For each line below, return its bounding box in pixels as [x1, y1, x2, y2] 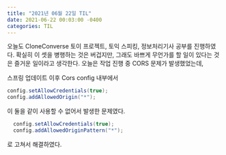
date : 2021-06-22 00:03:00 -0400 [7, 16, 102, 23]
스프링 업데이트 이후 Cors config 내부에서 [7, 74, 119, 82]
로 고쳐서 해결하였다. [7, 140, 62, 148]
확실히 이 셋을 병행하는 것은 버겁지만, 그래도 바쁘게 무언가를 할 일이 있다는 [16, 51, 213, 59]
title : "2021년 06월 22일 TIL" [7, 10, 92, 17]
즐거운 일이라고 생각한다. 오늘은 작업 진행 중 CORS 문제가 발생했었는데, [14, 59, 203, 68]
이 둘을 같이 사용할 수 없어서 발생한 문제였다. [7, 107, 126, 115]
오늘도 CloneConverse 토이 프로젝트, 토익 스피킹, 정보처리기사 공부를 [7, 42, 193, 51]
